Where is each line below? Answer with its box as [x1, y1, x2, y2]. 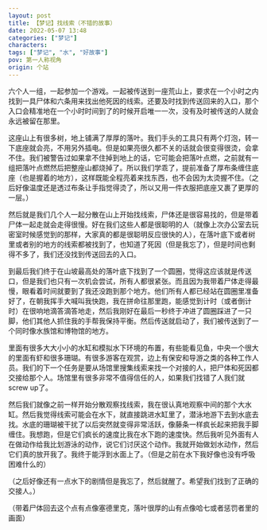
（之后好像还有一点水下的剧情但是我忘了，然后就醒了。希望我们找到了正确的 [8, 476, 259, 485]
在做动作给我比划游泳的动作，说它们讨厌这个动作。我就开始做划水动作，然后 [8, 439, 259, 449]
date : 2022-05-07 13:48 [8, 26, 87, 34]
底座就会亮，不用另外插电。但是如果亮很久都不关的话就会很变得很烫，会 [14, 142, 252, 152]
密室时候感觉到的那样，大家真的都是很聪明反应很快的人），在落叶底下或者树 [8, 229, 256, 239]
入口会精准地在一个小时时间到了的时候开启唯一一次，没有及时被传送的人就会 [8, 106, 259, 115]
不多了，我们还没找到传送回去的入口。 [14, 249, 141, 259]
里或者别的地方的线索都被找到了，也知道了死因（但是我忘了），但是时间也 [8, 240, 249, 249]
